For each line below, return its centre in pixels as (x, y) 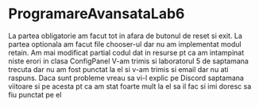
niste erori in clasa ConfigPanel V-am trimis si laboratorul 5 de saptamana (128, 61)
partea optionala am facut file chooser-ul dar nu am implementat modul (125, 44)
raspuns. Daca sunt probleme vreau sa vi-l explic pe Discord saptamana (126, 78)
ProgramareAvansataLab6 (97, 14)
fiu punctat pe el (35, 94)
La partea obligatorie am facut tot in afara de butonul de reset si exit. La (125, 36)
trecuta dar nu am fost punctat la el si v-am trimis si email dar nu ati (118, 69)
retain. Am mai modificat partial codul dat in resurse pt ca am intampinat (126, 52)
